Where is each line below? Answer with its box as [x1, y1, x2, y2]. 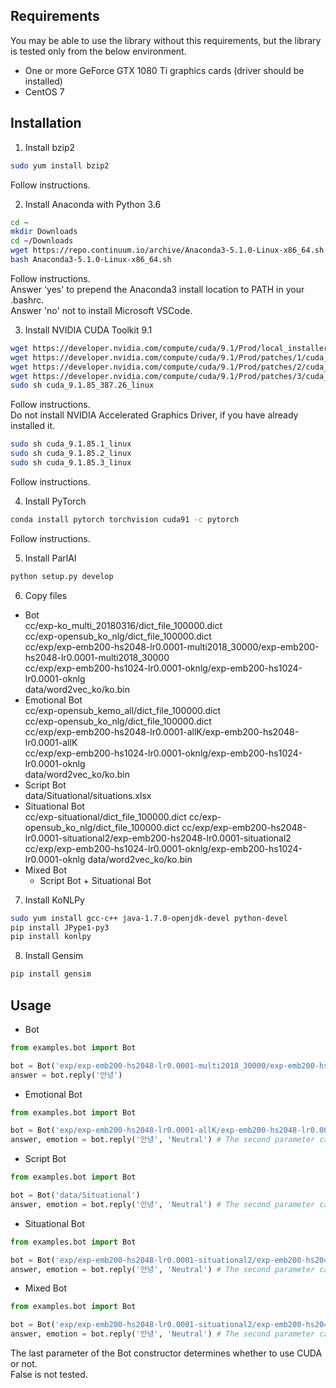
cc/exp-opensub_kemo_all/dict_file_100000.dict [24, 704, 222, 716]
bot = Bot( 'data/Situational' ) [10, 1190, 141, 1201]
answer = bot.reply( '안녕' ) [10, 1070, 123, 1080]
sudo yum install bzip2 [10, 160, 110, 171]
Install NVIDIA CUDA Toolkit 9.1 [24, 324, 153, 336]
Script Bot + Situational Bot [39, 874, 152, 886]
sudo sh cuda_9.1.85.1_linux [10, 439, 132, 449]
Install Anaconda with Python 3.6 [24, 198, 162, 210]
